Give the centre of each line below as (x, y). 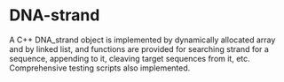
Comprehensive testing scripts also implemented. (100, 68)
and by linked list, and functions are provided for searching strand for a (139, 48)
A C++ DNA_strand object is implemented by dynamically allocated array (142, 40)
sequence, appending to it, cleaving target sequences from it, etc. (130, 58)
